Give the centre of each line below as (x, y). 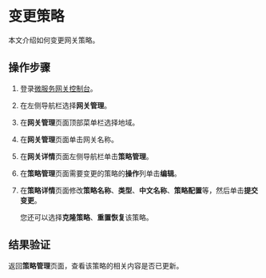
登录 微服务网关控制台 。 (58, 88)
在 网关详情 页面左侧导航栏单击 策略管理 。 (86, 156)
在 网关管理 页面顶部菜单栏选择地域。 (79, 122)
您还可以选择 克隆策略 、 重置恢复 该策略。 (86, 217)
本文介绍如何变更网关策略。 (54, 40)
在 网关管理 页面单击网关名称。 (69, 139)
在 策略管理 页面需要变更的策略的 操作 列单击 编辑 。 (100, 173)
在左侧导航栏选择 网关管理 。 (66, 105)
